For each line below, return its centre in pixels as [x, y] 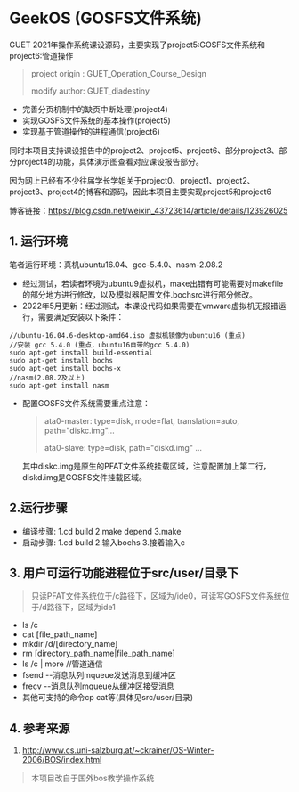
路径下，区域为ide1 [81, 608]
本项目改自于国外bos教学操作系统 [93, 778]
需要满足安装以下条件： [81, 316]
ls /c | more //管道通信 [62, 664]
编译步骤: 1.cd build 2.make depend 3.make [101, 531]
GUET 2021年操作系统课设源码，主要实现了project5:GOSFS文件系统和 [137, 45]
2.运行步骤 [39, 508]
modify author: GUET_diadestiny [90, 91]
